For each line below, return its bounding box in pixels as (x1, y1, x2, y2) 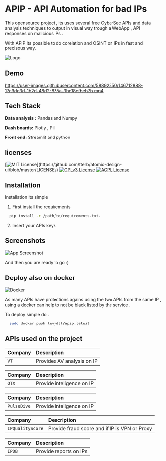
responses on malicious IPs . (5, 30, 63, 36)
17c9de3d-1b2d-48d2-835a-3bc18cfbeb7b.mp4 (5, 88, 104, 93)
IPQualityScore (7, 426, 44, 431)
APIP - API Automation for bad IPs (5, 3, 147, 15)
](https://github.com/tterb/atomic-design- (36, 162, 122, 168)
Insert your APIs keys (12, 223, 56, 229)
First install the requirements (12, 204, 71, 210)
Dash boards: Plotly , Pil (5, 125, 55, 131)
